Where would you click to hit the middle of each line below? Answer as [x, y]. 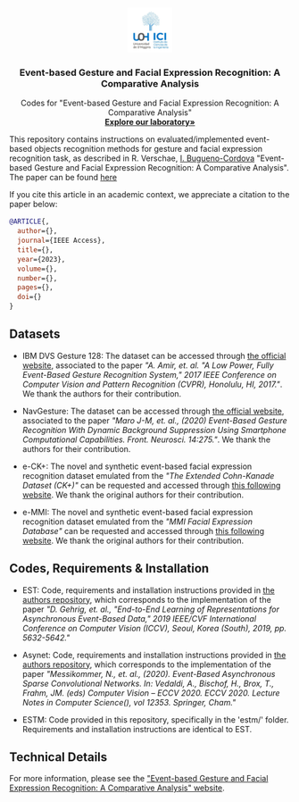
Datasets [35, 334]
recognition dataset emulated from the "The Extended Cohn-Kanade [148, 475]
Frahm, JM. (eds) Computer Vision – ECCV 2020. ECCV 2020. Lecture [151, 693]
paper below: [33, 205]
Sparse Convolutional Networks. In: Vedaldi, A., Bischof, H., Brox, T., [148, 683]
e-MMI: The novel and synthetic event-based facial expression [137, 512]
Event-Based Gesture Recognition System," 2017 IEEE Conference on [149, 374]
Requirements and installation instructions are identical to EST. [137, 729]
